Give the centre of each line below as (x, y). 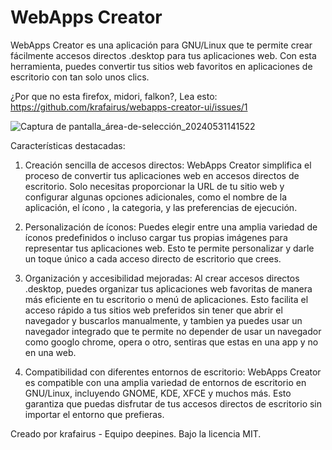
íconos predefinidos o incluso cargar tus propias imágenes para (156, 237)
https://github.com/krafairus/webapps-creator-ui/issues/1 (129, 107)
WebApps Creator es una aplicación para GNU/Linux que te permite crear (161, 45)
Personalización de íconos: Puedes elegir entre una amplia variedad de (171, 227)
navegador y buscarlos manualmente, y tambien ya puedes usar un (163, 320)
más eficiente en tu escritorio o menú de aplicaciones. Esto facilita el (166, 299)
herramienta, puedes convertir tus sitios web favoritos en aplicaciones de (161, 66)
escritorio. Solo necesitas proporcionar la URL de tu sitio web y (154, 186)
